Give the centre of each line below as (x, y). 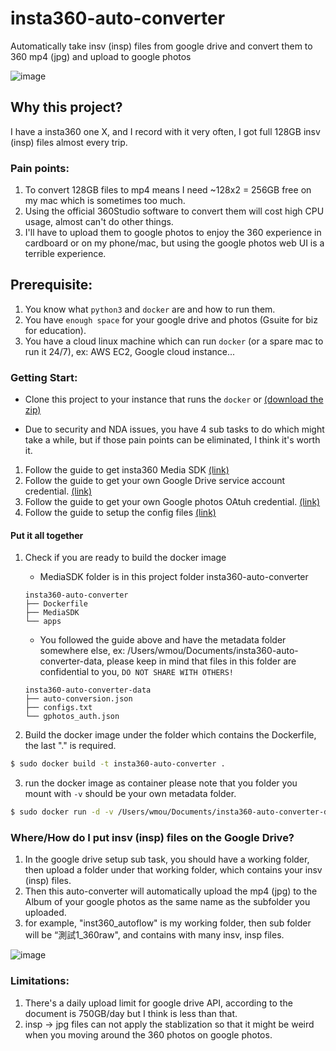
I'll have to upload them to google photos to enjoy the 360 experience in (173, 233)
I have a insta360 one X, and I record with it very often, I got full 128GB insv (165, 131)
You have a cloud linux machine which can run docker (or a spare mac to (174, 341)
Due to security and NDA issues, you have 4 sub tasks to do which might (174, 429)
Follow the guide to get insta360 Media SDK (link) (127, 470)
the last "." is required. (70, 746)
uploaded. (45, 913)
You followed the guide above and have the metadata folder (163, 640)
